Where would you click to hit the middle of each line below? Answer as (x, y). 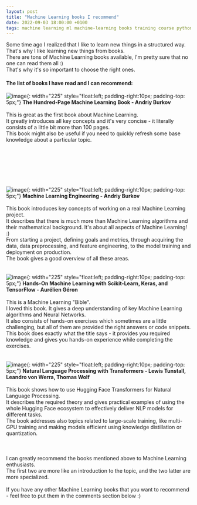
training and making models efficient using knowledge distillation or (100, 427)
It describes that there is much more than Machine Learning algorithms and (97, 221)
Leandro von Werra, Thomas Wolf (48, 377)
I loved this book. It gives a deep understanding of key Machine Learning (94, 309)
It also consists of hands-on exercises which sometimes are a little (86, 321)
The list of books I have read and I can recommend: (69, 83)
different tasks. (24, 414)
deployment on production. (39, 252)
